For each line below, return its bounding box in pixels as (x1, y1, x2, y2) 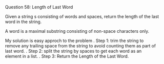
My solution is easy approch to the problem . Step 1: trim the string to (5, 38, 144, 43)
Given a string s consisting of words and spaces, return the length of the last (5, 14, 159, 19)
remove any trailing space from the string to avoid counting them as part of (5, 43, 156, 48)
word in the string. (5, 19, 42, 24)
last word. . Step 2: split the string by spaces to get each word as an (5, 48, 142, 54)
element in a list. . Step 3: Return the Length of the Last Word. (5, 53, 129, 59)
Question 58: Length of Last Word (5, 4, 73, 10)
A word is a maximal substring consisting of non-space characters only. (5, 28, 150, 34)
